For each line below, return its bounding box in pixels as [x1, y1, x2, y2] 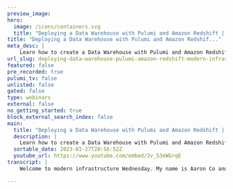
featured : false [7, 62, 54, 69]
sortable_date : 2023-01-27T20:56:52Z [13, 146, 123, 153]
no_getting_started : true [7, 107, 82, 114]
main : [7, 120, 23, 127]
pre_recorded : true [7, 68, 64, 75]
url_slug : [7, 56, 36, 63]
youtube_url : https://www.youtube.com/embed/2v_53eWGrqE [13, 152, 182, 160]
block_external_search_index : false [7, 113, 113, 120]
